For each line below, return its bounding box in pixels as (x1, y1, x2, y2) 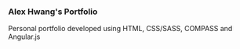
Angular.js (8, 32, 41, 41)
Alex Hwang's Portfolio (8, 6, 98, 17)
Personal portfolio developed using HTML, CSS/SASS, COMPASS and (8, 24, 233, 33)
